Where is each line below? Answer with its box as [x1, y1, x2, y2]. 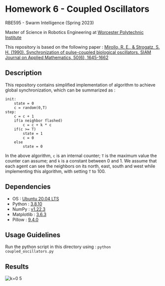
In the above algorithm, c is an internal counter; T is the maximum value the [5, 153, 157, 159]
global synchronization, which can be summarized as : [5, 87, 116, 93]
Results [5, 262, 29, 271]
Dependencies [5, 183, 51, 191]
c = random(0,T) [14, 105, 48, 110]
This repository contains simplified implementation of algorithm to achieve [5, 82, 156, 88]
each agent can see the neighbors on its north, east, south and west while [5, 163, 156, 169]
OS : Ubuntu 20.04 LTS [12, 195, 59, 201]
